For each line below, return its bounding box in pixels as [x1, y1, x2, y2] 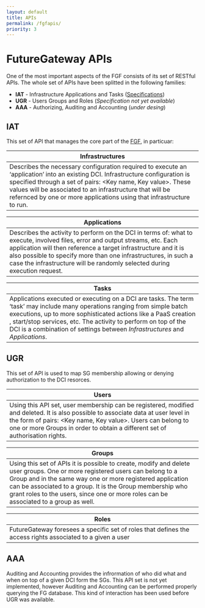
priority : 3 [6, 26, 37, 32]
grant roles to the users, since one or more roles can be [9, 490, 168, 498]
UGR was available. [6, 596, 55, 603]
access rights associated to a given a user [9, 532, 130, 541]
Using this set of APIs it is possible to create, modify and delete [9, 459, 190, 468]
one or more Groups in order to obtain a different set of [9, 424, 167, 432]
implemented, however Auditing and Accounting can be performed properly [6, 582, 197, 590]
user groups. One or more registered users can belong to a [9, 466, 178, 475]
